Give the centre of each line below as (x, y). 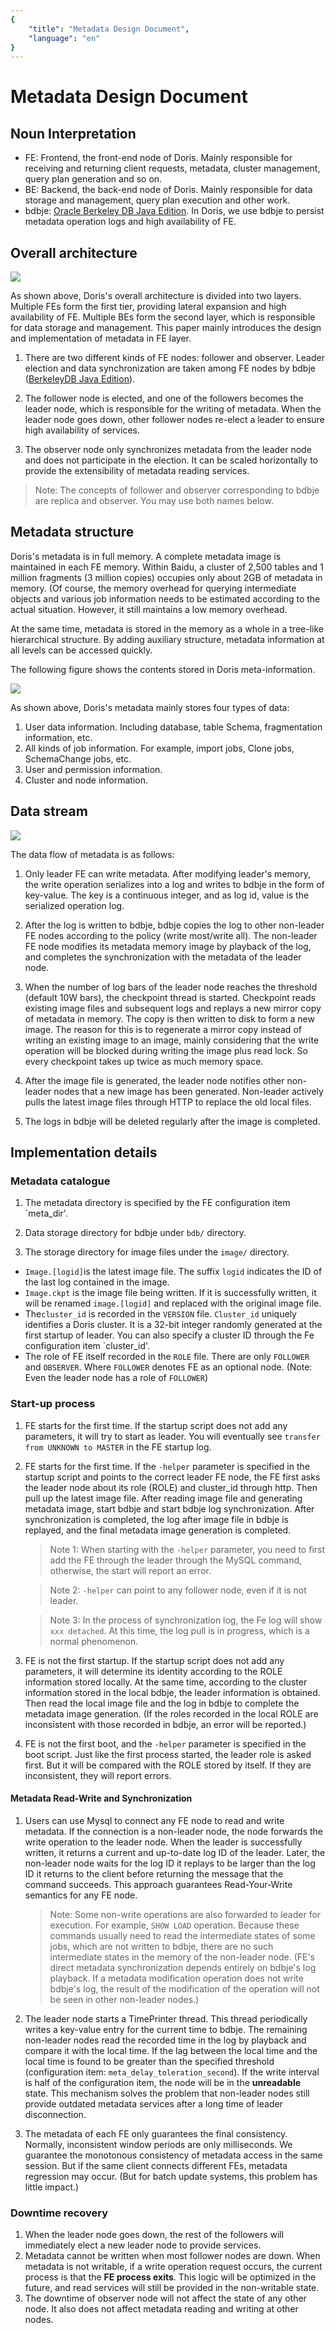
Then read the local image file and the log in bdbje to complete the (162, 1703)
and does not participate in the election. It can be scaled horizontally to (171, 460)
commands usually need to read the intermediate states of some (182, 1935)
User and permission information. (93, 769)
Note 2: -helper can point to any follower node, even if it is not (178, 1590)
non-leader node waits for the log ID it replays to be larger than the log (170, 1863)
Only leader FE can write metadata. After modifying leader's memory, (167, 873)
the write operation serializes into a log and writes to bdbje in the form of (174, 884)
